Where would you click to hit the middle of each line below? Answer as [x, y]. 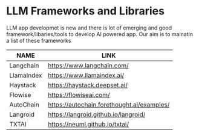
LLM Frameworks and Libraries [86, 11]
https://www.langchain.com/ [88, 66]
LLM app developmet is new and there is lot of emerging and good [89, 28]
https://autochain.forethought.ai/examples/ [109, 105]
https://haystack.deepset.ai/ [88, 85]
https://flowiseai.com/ [79, 94]
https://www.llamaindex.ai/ [86, 75]
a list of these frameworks [39, 40]
